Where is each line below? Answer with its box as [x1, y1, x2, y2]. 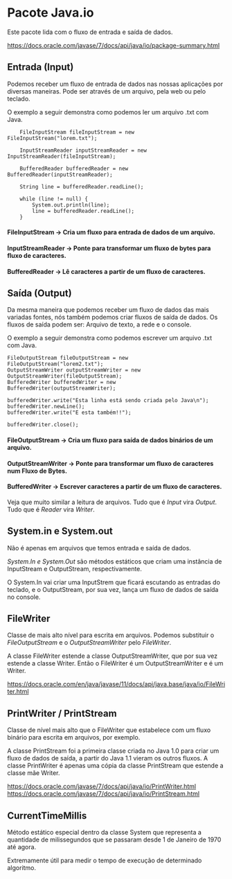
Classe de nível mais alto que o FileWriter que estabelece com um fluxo [7, 726, 211, 734]
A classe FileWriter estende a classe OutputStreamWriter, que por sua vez [7, 652, 218, 660]
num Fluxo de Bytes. [7, 467, 68, 475]
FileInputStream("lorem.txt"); [7, 134, 98, 141]
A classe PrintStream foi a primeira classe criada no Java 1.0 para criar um [7, 747, 220, 755]
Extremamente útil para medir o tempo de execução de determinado [7, 856, 202, 864]
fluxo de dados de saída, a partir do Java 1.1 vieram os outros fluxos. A [7, 754, 208, 763]
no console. [7, 593, 41, 601]
